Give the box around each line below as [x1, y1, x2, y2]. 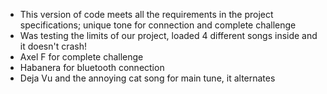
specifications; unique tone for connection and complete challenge [19, 19, 297, 31]
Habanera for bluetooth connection [19, 62, 165, 73]
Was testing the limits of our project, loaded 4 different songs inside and [19, 30, 318, 41]
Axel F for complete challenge [19, 51, 144, 63]
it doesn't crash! [19, 40, 88, 52]
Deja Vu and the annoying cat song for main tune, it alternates [19, 72, 276, 84]
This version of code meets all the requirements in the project [19, 9, 274, 20]
